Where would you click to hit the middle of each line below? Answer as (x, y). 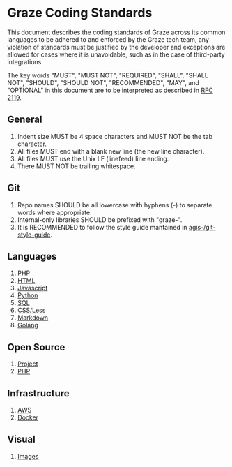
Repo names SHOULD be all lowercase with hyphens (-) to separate (115, 205)
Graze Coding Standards (80, 13)
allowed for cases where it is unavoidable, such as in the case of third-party (116, 54)
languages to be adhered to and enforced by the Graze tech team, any (108, 39)
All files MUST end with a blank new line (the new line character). (111, 151)
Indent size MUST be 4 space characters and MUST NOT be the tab (115, 136)
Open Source (36, 347)
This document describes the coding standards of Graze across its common (116, 32)
